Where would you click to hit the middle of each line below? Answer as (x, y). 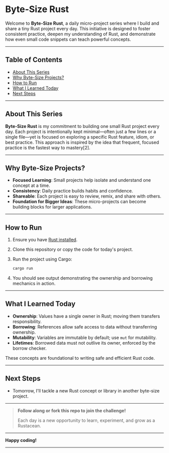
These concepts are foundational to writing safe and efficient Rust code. (80, 358)
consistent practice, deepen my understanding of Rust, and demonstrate (80, 34)
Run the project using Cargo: (42, 259)
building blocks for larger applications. (52, 207)
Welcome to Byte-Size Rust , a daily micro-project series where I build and (82, 23)
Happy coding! (21, 440)
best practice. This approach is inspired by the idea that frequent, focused (82, 142)
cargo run (23, 269)
